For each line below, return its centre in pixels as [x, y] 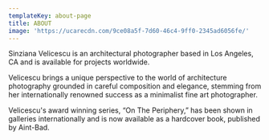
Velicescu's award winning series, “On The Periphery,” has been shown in [130, 110]
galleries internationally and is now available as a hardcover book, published [134, 119]
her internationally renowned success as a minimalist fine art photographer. [133, 95]
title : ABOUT [30, 23]
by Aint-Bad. [29, 128]
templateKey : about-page [50, 16]
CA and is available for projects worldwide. [79, 62]
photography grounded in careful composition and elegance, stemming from [135, 86]
